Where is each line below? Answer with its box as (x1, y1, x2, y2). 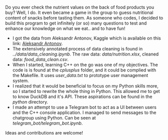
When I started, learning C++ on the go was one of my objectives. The (12, 62, 158, 67)
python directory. (12, 99, 49, 104)
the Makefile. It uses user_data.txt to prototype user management (12, 72, 148, 78)
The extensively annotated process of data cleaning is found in (12, 46, 143, 51)
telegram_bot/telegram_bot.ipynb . (12, 120, 83, 126)
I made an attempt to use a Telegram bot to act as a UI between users (12, 104, 157, 110)
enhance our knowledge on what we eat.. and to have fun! (5, 25, 125, 31)
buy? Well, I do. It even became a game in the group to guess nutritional (5, 9, 154, 15)
